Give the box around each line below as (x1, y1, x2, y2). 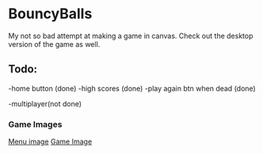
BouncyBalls (8, 5, 93, 23)
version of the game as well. (8, 39, 101, 48)
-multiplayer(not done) (8, 98, 82, 108)
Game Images (8, 118, 63, 129)
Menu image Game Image (8, 137, 93, 147)
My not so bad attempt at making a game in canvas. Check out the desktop (8, 31, 253, 40)
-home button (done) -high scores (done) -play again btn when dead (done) (8, 83, 256, 93)
